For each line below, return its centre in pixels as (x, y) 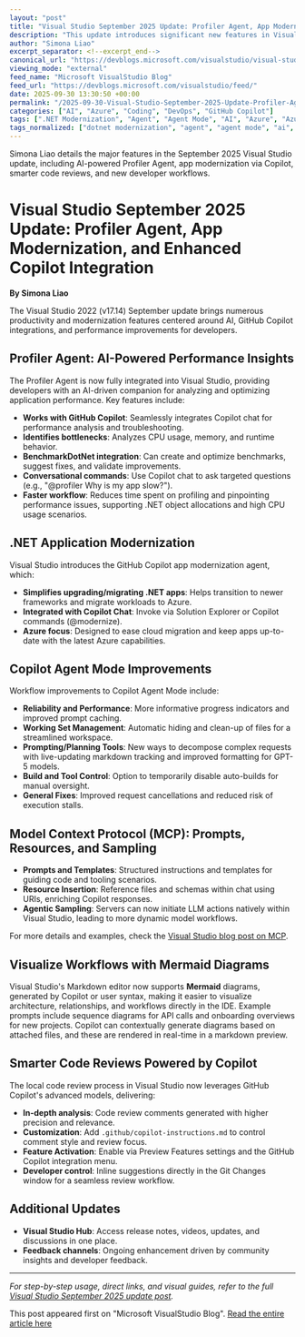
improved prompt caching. (72, 718)
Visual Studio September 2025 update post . (92, 1296)
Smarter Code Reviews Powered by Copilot (133, 1064)
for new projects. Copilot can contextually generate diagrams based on (142, 1025)
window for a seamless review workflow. (98, 1180)
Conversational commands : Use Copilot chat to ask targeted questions (157, 475)
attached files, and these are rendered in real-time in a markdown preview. (149, 1035)
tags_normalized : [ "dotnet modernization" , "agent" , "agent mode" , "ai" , (152, 128)
